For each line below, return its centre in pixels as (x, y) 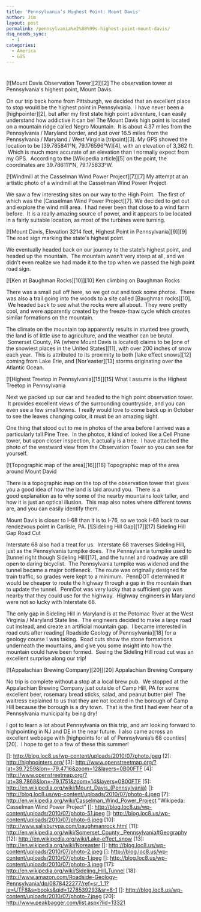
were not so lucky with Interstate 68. (51, 602)
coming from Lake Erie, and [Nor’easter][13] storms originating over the (94, 361)
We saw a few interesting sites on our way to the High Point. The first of (95, 194)
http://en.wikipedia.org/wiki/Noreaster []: (57, 845)
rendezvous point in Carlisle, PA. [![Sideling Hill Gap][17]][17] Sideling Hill (96, 527)
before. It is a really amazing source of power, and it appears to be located (99, 213)
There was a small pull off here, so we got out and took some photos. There (100, 292)
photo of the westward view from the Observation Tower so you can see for (100, 447)
